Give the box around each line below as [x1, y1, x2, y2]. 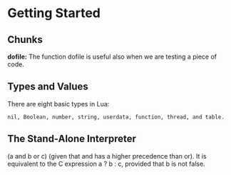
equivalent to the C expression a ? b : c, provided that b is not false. [7, 159, 205, 168]
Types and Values [7, 81, 88, 93]
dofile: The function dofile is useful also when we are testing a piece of [7, 52, 217, 61]
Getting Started [7, 5, 101, 21]
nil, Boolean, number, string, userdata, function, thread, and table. [7, 113, 225, 121]
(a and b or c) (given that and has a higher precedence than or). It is [7, 151, 207, 160]
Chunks [7, 34, 43, 46]
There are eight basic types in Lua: [7, 99, 110, 108]
